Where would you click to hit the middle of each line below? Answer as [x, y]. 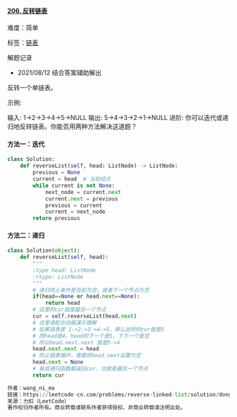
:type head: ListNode [65, 270]
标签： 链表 [23, 43]
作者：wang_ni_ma [31, 388]
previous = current [73, 205]
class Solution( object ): [44, 250]
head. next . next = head [66, 349]
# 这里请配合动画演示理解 [65, 322]
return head [62, 303]
